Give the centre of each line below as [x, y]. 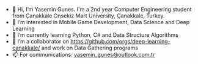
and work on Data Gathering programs [90, 48]
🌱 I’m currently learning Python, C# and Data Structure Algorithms [95, 35]
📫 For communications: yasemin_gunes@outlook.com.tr [83, 55]
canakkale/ [26, 48]
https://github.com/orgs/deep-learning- [120, 41]
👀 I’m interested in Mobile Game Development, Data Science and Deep [101, 22]
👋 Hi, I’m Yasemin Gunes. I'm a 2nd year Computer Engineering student [102, 9]
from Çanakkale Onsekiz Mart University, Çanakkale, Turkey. [88, 16]
